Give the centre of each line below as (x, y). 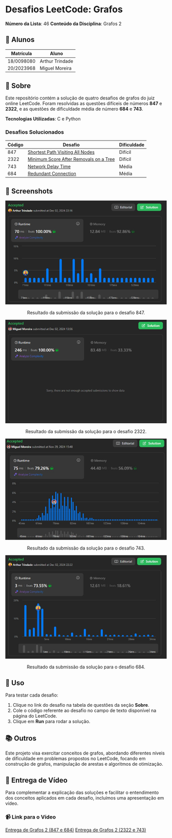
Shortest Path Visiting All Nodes (61, 152)
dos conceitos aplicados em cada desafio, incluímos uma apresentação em (85, 798)
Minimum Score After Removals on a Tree (71, 159)
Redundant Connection (52, 173)
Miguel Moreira (56, 68)
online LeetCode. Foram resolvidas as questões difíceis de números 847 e (84, 104)
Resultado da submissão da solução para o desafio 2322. (86, 432)
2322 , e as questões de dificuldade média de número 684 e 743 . (74, 109)
